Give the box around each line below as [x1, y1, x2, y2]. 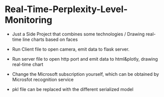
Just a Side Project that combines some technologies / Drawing [12, 31, 145, 37]
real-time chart [12, 61, 44, 67]
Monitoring [5, 14, 53, 26]
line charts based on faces [22, 36, 78, 42]
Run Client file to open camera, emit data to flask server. [12, 46, 130, 52]
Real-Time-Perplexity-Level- [5, 4, 128, 15]
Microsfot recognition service [12, 76, 74, 82]
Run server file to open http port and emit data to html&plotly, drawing [12, 56, 158, 62]
